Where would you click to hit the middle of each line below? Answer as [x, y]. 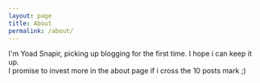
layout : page [30, 16]
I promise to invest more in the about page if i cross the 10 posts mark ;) [128, 71]
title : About [30, 23]
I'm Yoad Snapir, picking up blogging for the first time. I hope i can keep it [130, 54]
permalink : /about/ [41, 31]
